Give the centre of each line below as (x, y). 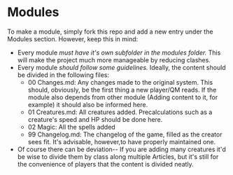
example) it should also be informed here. (88, 104)
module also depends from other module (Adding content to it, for (123, 97)
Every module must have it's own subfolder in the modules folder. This (119, 52)
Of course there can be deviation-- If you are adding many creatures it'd (121, 149)
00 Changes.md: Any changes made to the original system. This (120, 82)
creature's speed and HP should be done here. (95, 119)
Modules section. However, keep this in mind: (73, 38)
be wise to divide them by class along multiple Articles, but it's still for (118, 156)
